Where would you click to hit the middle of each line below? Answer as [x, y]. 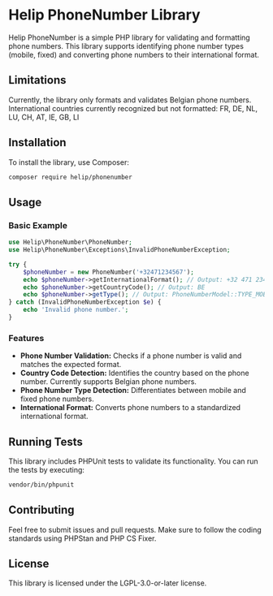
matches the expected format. [71, 365]
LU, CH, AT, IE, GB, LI [44, 117]
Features [26, 338]
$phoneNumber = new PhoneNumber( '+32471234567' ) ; [109, 272]
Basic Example [38, 225]
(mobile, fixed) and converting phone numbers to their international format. [134, 54]
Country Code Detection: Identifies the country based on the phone [134, 373]
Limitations [37, 80]
